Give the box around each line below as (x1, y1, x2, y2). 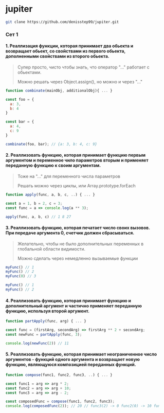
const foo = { (5, 97, 35, 102)
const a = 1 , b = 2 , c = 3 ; (5, 201, 63, 206)
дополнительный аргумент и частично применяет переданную (5, 303, 142, 308)
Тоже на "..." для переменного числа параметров (17, 173, 121, 179)
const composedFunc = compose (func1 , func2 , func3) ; (5, 399, 115, 404)
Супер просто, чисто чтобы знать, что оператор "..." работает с (17, 64, 150, 70)
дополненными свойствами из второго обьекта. (5, 54, 109, 59)
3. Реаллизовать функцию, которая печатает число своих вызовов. (5, 225, 150, 231)
